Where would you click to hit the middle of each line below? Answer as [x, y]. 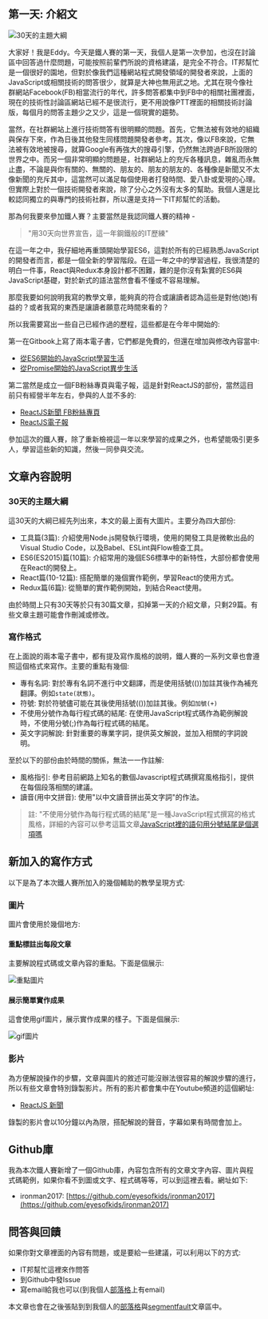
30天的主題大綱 [38, 502]
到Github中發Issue [50, 1280]
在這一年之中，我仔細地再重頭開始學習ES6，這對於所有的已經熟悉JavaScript [134, 250]
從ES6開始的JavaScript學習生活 [72, 358]
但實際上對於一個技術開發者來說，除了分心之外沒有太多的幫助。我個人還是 [130, 189]
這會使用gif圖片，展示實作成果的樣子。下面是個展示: [94, 1019]
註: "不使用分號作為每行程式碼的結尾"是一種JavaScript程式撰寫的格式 [142, 813]
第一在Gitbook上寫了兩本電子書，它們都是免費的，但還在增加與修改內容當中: [134, 341]
